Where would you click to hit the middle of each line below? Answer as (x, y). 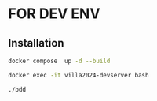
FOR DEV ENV (54, 14)
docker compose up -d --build (59, 61)
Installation (36, 43)
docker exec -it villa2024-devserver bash (78, 75)
